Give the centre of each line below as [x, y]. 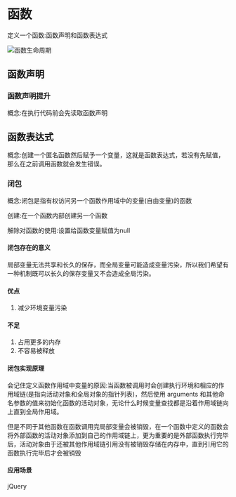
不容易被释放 [36, 351]
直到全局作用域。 [38, 411]
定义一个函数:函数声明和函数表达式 [58, 35]
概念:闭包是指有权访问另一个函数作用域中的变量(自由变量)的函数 [100, 200]
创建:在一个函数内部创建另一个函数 [58, 216]
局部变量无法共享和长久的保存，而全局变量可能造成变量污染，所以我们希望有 [118, 265]
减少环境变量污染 [42, 308]
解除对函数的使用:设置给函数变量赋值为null [69, 230]
